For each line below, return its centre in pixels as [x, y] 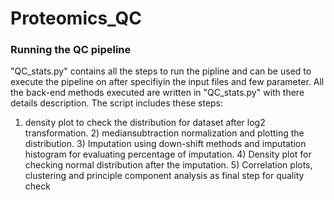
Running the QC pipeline [71, 50]
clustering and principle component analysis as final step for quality [164, 176]
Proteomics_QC [76, 18]
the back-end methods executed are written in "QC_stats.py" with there [157, 93]
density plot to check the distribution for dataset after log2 [145, 123]
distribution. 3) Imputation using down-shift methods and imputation [165, 144]
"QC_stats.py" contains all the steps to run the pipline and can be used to [161, 71]
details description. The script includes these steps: [117, 103]
